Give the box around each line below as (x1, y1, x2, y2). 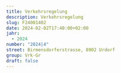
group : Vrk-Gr (6, 52, 42, 58)
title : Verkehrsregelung (6, 8, 68, 15)
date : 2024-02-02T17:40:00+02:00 (6, 25, 89, 31)
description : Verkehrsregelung (6, 14, 84, 20)
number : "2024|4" (6, 42, 49, 48)
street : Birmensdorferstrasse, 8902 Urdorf (6, 47, 116, 53)
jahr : (6, 31, 20, 36)
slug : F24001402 (6, 19, 46, 25)
